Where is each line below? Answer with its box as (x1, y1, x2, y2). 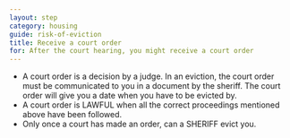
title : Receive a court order (9, 38, 123, 47)
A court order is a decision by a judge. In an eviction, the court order (21, 71, 275, 82)
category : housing (9, 22, 78, 30)
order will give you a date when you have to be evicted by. (21, 91, 237, 101)
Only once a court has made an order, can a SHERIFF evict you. (21, 118, 257, 130)
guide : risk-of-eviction (9, 30, 102, 39)
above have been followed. (21, 109, 123, 120)
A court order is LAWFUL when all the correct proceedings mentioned (21, 99, 280, 110)
